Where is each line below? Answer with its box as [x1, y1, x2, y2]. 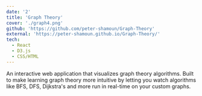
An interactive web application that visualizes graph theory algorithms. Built [6, 70, 194, 77]
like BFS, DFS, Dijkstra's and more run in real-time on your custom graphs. [6, 82, 191, 90]
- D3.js [11, 48, 31, 54]
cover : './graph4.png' [6, 20, 63, 26]
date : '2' [6, 8, 31, 15]
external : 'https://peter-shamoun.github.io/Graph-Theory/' [6, 31, 161, 37]
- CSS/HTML [11, 53, 39, 59]
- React [11, 43, 31, 49]
